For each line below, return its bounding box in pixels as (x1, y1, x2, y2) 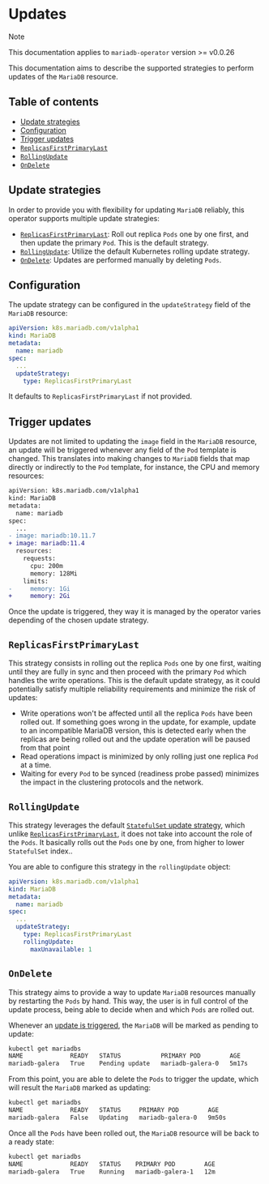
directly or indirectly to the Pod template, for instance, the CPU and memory (8, 463, 260, 472)
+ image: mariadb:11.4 (8, 540, 85, 548)
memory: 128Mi (29, 569, 79, 578)
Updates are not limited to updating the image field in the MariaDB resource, (8, 437, 258, 447)
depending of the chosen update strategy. (8, 615, 149, 625)
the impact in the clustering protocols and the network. (19, 777, 204, 787)
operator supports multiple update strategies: (8, 213, 160, 223)
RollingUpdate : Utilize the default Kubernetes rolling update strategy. (19, 246, 250, 256)
